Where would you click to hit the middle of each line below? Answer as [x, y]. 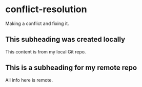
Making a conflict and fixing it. [37, 23]
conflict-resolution [46, 9]
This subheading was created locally [65, 39]
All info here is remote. [29, 80]
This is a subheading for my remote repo [71, 68]
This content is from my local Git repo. [46, 51]
